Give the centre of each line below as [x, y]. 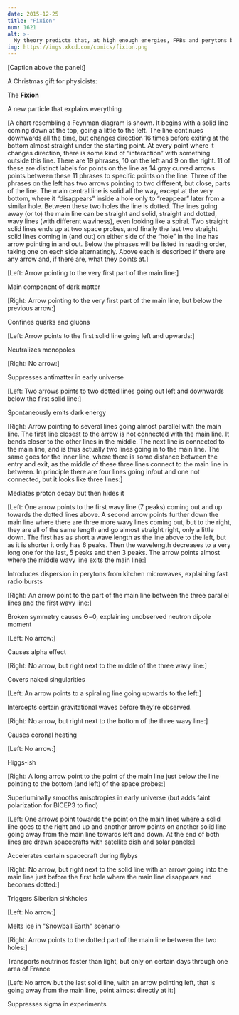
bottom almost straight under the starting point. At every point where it [111, 146]
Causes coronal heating [42, 735]
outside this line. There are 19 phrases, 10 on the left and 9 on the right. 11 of [119, 160]
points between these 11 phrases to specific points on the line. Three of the [117, 176]
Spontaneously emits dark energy [57, 412]
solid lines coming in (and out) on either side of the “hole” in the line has [113, 236]
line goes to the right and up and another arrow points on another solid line [117, 827]
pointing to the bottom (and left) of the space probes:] [86, 784]
